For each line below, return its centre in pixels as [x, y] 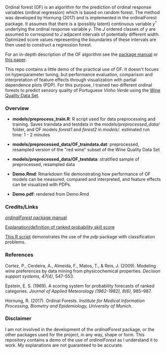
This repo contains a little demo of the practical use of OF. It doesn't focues [82, 69]
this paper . [16, 59]
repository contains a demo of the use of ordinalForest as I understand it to [82, 340]
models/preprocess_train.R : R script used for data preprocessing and [84, 119]
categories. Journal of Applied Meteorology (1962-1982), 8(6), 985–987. [79, 291]
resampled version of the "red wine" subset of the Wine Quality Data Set [86, 149]
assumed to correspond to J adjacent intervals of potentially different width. [83, 34]
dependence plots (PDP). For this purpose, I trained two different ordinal [79, 85]
